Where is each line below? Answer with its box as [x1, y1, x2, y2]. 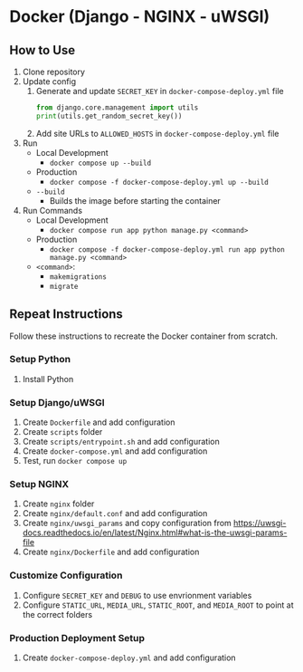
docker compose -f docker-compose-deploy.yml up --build [49, 178, 269, 187]
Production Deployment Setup [9, 631, 146, 644]
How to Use [9, 43, 76, 58]
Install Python [22, 373, 74, 384]
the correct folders [22, 609, 93, 619]
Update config [22, 76, 77, 87]
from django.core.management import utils [35, 103, 199, 112]
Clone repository [22, 66, 86, 77]
